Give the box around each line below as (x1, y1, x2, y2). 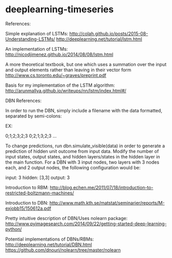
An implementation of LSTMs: (5, 46, 68, 52)
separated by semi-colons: (5, 113, 62, 119)
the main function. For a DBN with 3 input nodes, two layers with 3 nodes (5, 159, 160, 165)
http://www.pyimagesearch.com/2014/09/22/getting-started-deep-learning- (5, 221, 167, 227)
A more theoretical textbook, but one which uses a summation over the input (5, 61, 167, 67)
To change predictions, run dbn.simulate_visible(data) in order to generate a (5, 143, 165, 149)
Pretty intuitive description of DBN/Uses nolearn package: (5, 215, 128, 221)
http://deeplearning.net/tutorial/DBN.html (5, 241, 92, 247)
